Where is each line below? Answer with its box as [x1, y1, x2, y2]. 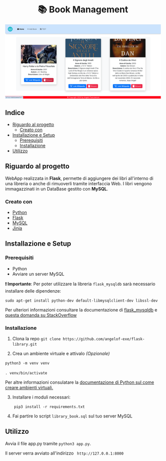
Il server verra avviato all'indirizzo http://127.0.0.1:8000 [5, 450, 124, 456]
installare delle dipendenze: [5, 288, 61, 294]
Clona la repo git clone [12, 336, 61, 342]
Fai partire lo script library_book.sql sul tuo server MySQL [12, 413, 132, 419]
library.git [12, 342, 37, 347]
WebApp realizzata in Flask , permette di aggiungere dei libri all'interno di [5, 175, 154, 181]
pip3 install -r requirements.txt [14, 405, 85, 410]
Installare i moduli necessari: [12, 394, 71, 400]
